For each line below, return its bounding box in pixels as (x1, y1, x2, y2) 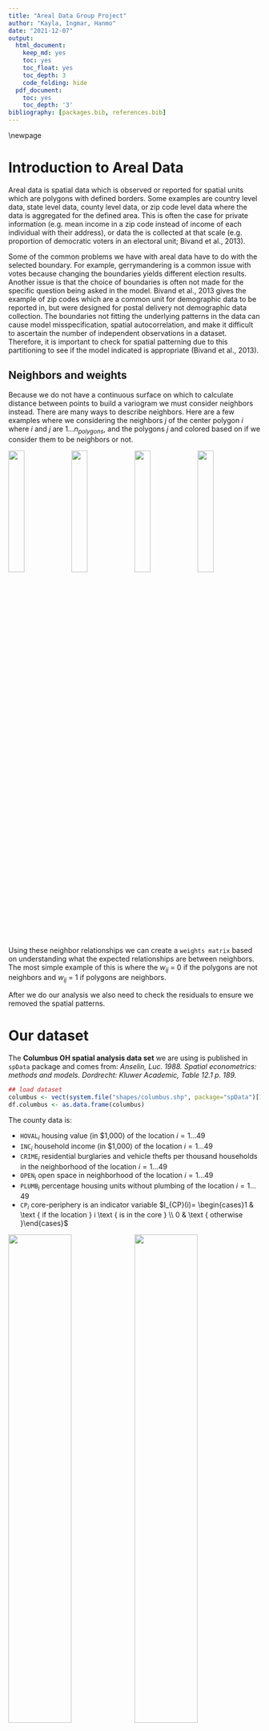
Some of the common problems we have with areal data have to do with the (8, 252, 258, 261)
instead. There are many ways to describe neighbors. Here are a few (8, 406, 235, 417)
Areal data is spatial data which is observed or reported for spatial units (8, 185, 244, 195)
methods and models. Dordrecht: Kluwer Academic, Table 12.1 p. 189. (8, 1071, 237, 1080)
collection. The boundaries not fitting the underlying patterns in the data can (8, 311, 260, 321)
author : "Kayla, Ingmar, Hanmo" (8, 19, 116, 27)
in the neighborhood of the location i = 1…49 (19, 1162, 168, 1172)
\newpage (8, 131, 42, 140)
